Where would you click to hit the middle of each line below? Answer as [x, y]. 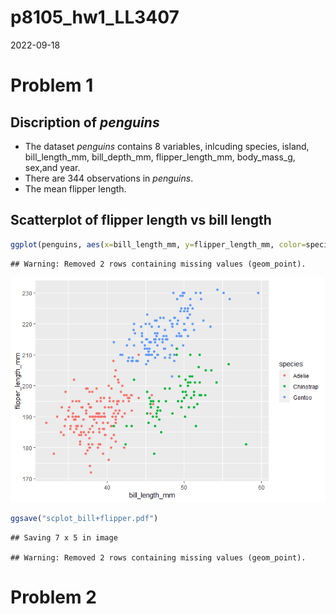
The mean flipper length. [75, 188]
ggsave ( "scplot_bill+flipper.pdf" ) [84, 518]
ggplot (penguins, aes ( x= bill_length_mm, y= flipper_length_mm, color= [158, 244]
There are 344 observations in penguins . [109, 178]
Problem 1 [52, 85]
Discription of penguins [85, 122]
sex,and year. [52, 167]
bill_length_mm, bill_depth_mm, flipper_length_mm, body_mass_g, [160, 157]
